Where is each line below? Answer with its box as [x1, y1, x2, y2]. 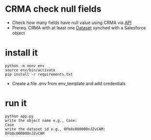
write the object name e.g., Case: [5, 118, 77, 123]
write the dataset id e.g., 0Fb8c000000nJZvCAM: [5, 126, 106, 132]
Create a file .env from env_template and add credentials [12, 80, 126, 86]
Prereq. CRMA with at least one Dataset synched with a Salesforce [12, 24, 146, 30]
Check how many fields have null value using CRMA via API [12, 20, 132, 25]
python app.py [5, 114, 34, 118]
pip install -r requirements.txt [5, 72, 73, 77]
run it [5, 98, 27, 109]
